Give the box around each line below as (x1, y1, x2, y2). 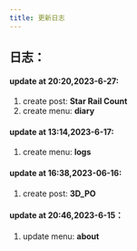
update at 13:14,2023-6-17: (9, 126, 114, 137)
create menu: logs (22, 147, 92, 158)
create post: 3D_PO (22, 188, 97, 199)
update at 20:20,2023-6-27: (9, 75, 120, 87)
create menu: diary (22, 106, 95, 117)
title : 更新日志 (9, 13, 65, 23)
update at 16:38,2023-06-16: (9, 168, 122, 179)
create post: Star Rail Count (22, 96, 128, 107)
